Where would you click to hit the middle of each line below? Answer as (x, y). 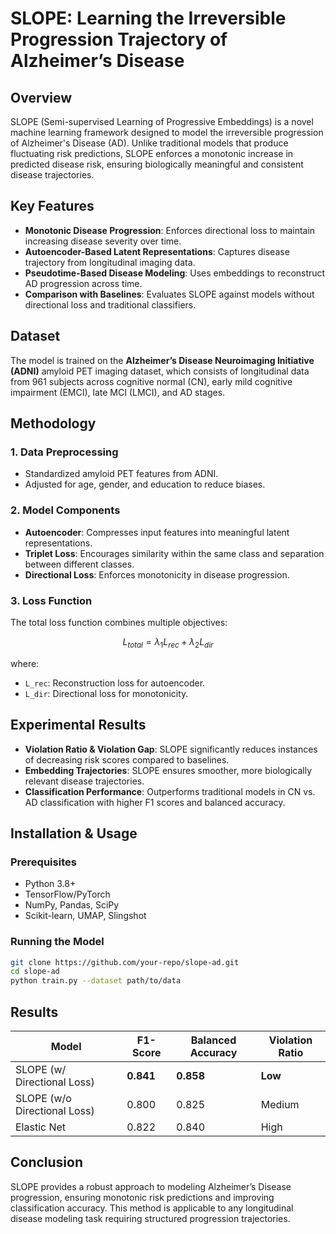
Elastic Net (41, 1127)
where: (25, 663)
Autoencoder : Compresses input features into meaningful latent (157, 532)
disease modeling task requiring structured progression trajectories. (150, 1218)
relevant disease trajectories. (84, 781)
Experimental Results (78, 725)
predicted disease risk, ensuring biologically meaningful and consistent (157, 164)
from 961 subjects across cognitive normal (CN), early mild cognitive (151, 381)
